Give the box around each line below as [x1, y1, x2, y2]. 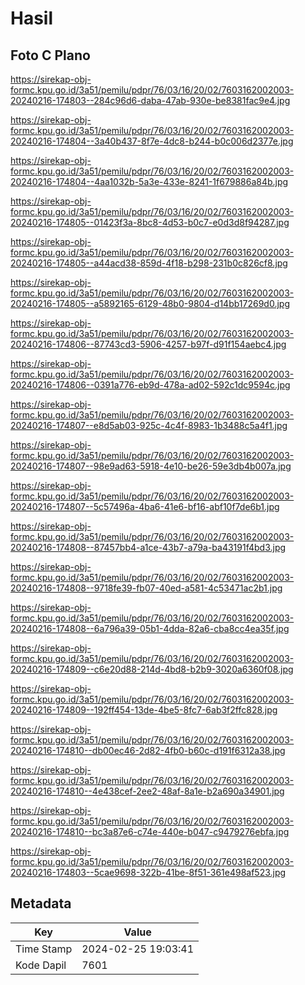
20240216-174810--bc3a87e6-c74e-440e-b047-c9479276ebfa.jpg [10, 826, 290, 837]
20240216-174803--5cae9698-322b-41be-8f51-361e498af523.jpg [10, 867, 287, 878]
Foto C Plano [10, 47, 91, 64]
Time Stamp [15, 942, 73, 956]
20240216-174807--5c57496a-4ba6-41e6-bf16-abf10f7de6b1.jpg [10, 501, 280, 512]
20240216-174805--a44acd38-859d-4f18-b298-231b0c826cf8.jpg [10, 257, 288, 269]
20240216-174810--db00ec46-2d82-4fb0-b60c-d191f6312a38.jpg [10, 745, 286, 756]
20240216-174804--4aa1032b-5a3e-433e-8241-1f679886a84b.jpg [10, 176, 289, 187]
